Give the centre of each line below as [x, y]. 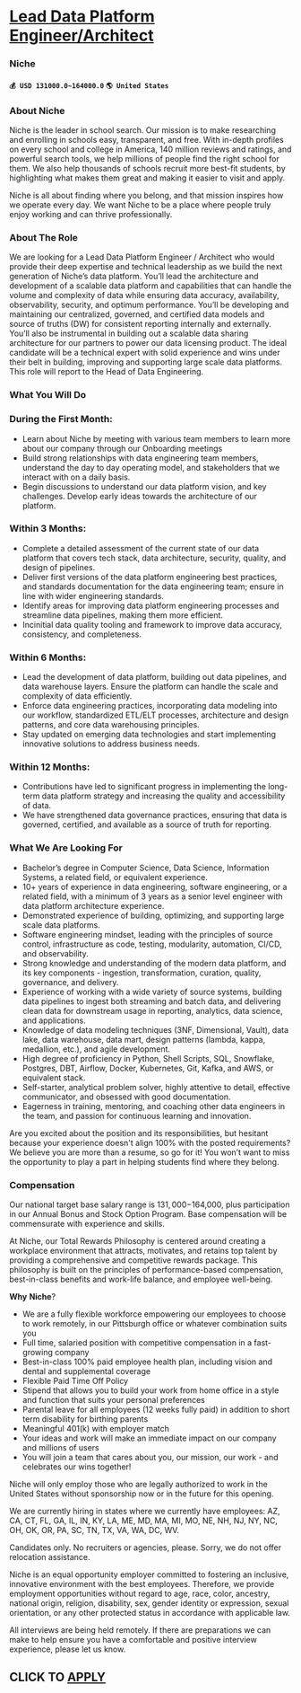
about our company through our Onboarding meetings [122, 448]
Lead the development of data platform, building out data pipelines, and [154, 677]
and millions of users [61, 1447]
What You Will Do [48, 395]
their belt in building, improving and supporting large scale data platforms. [146, 362]
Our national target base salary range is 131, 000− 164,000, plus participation [150, 1204]
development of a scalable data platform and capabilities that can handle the [150, 286]
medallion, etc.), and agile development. [96, 1049]
